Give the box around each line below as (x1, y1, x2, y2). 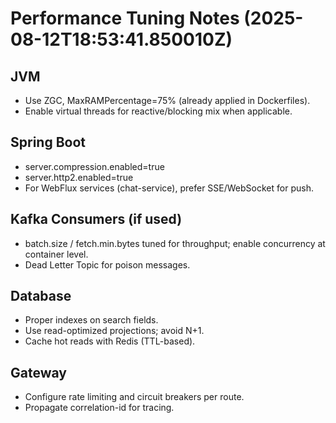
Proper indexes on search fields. (24, 314, 159, 326)
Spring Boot (10, 134, 86, 151)
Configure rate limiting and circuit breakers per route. (24, 391, 245, 403)
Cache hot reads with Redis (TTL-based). (24, 335, 196, 347)
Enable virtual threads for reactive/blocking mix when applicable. (24, 105, 293, 117)
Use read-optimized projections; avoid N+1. (24, 325, 205, 337)
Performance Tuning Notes (10, 7, 240, 30)
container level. (24, 248, 89, 260)
